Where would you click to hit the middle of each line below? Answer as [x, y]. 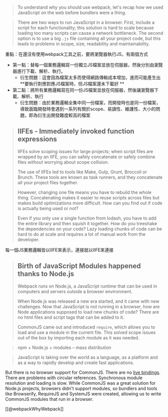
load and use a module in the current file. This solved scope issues [87, 332]
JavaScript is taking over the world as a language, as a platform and [88, 357]
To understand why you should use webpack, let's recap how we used [90, 7]
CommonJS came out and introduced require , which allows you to [86, 327]
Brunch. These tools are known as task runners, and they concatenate [90, 177]
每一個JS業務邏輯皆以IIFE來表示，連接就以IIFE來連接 [59, 250]
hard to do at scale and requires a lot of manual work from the [81, 234]
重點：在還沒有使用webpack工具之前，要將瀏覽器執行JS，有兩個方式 [77, 54]
